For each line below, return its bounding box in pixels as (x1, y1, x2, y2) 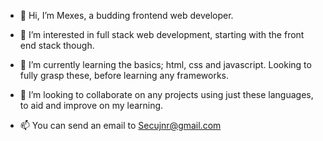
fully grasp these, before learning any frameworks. (19, 70, 230, 81)
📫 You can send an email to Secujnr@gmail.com (19, 120, 222, 131)
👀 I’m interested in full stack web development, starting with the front (19, 29, 305, 40)
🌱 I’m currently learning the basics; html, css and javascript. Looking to (19, 59, 312, 70)
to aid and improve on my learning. (19, 100, 164, 111)
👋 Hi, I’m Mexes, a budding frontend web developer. (19, 10, 234, 21)
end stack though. (19, 40, 95, 51)
